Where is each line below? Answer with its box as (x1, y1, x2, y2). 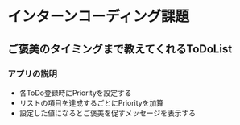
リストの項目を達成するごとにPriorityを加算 (19, 98, 164, 107)
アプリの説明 (7, 68, 58, 79)
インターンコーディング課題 (7, 7, 190, 26)
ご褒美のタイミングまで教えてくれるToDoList (7, 42, 233, 56)
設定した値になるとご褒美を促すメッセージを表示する (19, 108, 197, 118)
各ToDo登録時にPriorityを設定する (19, 88, 132, 98)
